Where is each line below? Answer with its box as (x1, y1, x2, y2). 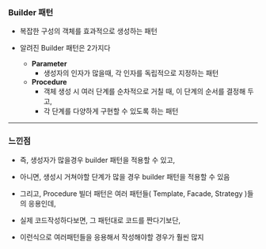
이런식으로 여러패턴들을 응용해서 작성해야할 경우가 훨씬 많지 (19, 232, 204, 242)
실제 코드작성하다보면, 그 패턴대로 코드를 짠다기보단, (19, 215, 180, 224)
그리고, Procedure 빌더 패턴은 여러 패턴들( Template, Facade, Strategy (19, 188, 243, 198)
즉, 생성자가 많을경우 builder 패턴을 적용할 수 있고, (19, 155, 176, 164)
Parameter (31, 59, 67, 69)
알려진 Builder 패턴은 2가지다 (19, 43, 111, 53)
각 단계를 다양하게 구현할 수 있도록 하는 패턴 (43, 107, 179, 116)
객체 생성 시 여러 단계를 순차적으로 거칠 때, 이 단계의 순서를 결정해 (43, 87, 246, 96)
